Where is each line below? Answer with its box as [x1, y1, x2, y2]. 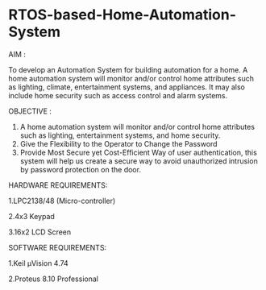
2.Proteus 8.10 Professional [8, 274, 99, 284]
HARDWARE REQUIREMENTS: [8, 180, 108, 190]
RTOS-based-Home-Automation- [8, 6, 236, 24]
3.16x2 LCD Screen [8, 227, 72, 237]
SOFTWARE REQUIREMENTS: [8, 242, 107, 252]
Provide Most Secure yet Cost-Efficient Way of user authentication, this [19, 147, 258, 157]
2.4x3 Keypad [8, 211, 55, 221]
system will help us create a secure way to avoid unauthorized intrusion [19, 155, 258, 166]
